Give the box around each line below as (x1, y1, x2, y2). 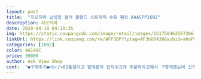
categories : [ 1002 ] (6, 42, 55, 48)
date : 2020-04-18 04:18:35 (6, 25, 74, 31)
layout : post (6, 8, 39, 15)
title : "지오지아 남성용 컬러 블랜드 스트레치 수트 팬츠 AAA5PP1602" (6, 14, 161, 20)
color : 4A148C (6, 48, 42, 53)
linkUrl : (6, 36, 28, 42)
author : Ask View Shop (6, 58, 63, 64)
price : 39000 (6, 53, 39, 59)
